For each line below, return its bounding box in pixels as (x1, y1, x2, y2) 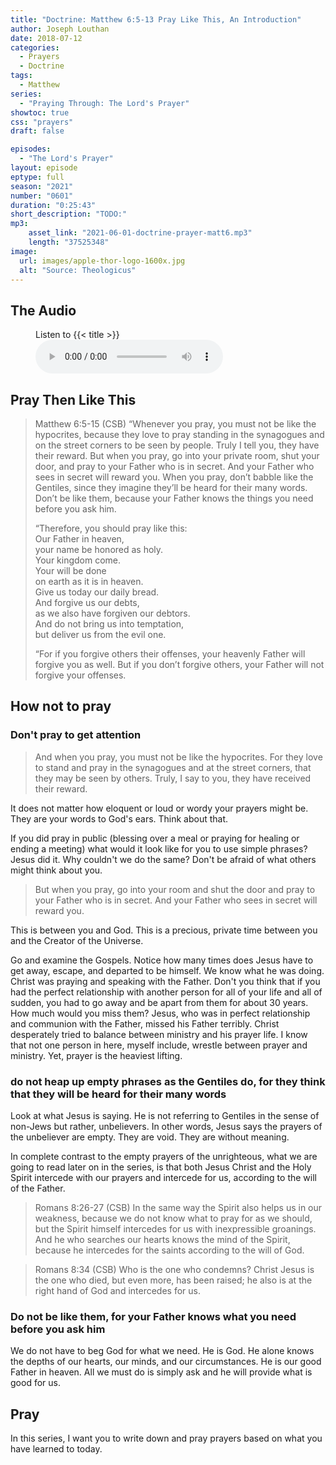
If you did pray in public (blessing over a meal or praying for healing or (10, 832, 300, 844)
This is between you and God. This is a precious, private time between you (10, 924, 318, 936)
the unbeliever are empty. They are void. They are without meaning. (10, 1131, 290, 1143)
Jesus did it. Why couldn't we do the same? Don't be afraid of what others (10, 853, 317, 865)
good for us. (10, 1377, 61, 1389)
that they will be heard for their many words (10, 1087, 227, 1101)
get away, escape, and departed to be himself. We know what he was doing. (10, 964, 325, 976)
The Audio (10, 302, 77, 319)
